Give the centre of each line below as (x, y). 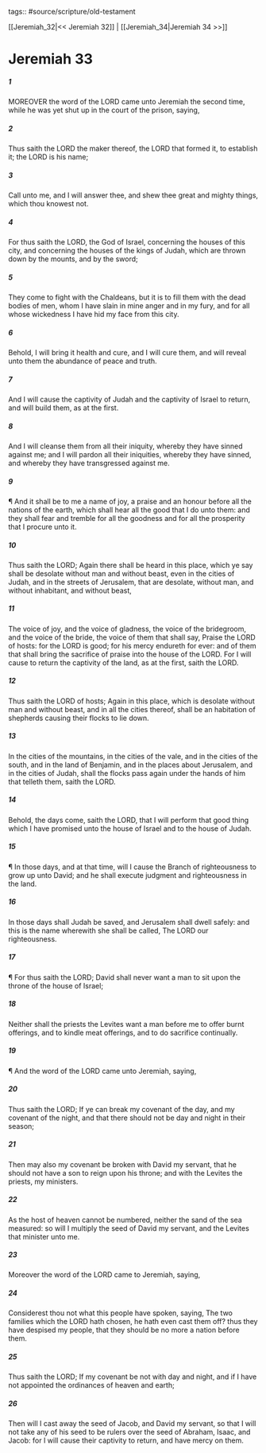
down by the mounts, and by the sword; (73, 259)
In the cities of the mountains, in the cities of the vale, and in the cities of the (133, 756)
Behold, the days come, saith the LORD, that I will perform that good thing (128, 820)
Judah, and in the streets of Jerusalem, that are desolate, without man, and (131, 582)
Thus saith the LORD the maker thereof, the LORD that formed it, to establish (133, 149)
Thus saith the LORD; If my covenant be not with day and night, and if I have (133, 1377)
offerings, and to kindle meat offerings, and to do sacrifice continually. (123, 1032)
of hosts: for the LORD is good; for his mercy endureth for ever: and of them (132, 645)
